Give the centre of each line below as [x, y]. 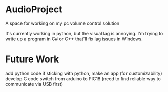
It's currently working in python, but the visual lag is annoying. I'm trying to [84, 33]
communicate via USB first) [34, 84]
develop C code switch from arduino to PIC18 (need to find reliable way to [83, 79]
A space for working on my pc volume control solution [62, 23]
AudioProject [34, 9]
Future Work [32, 59]
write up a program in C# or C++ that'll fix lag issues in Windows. [74, 39]
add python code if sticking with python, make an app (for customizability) [84, 73]
